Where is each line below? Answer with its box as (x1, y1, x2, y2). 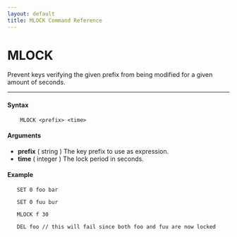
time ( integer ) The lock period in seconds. (17, 154, 145, 163)
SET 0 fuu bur (16, 199, 59, 206)
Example (7, 171, 34, 179)
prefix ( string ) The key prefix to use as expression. (17, 147, 169, 155)
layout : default (7, 10, 55, 18)
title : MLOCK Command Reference (7, 17, 102, 24)
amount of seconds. (7, 78, 66, 87)
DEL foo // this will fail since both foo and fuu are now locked (16, 224, 217, 231)
